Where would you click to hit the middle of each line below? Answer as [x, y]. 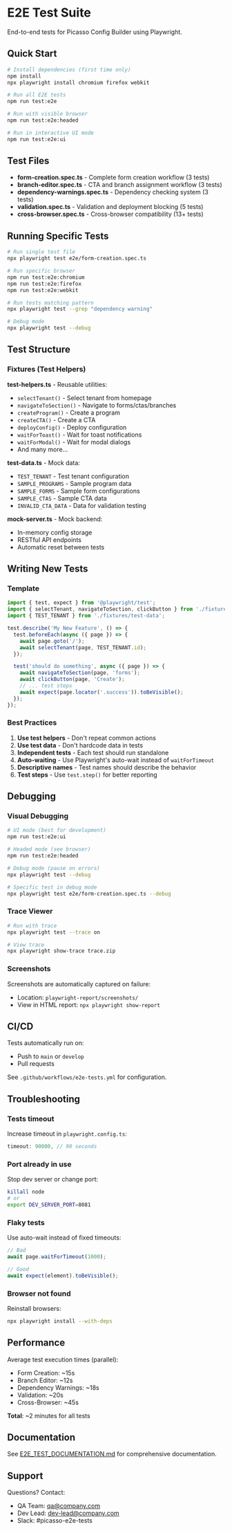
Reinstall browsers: [34, 1308]
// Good [18, 1269]
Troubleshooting [44, 1099]
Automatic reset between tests [61, 547]
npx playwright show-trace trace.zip [61, 951]
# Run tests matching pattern [51, 302]
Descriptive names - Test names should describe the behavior [107, 767]
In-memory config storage [55, 532]
